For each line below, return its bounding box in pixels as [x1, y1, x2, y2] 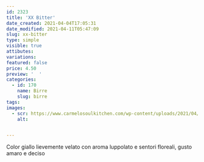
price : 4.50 [6, 65, 36, 72]
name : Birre [17, 88, 47, 94]
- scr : [12, 110, 29, 116]
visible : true [6, 43, 42, 49]
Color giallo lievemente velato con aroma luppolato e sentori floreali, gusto [6, 143, 192, 150]
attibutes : [6, 49, 34, 55]
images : [6, 104, 26, 111]
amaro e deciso [6, 150, 46, 157]
